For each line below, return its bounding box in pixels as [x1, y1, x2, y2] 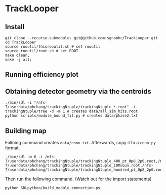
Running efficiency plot [5, 70, 79, 79]
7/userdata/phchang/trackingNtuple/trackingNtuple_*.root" [5, 104, 129, 110]
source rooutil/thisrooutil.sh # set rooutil [5, 44, 100, 49]
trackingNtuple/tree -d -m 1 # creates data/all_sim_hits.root [5, 109, 138, 114]
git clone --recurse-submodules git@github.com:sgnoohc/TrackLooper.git [5, 35, 158, 40]
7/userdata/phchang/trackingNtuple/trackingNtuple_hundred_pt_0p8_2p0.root [5, 167, 165, 172]
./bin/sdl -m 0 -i [5, 155, 43, 160]
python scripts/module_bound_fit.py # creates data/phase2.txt [5, 113, 138, 118]
